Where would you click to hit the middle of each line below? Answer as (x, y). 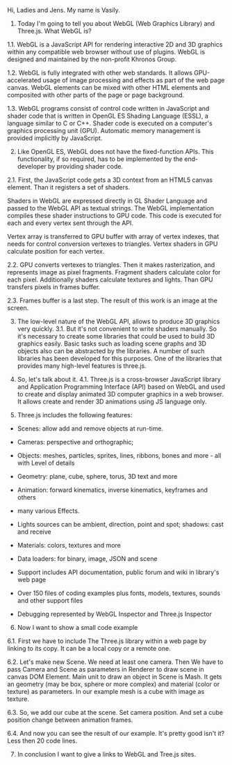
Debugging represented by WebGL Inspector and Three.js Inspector (114, 614)
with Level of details (46, 463)
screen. (18, 308)
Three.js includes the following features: (75, 415)
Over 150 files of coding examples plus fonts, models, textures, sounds (119, 593)
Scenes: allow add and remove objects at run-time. (90, 428)
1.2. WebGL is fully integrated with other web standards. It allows (100, 73)
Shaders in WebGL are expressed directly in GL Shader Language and (107, 201)
